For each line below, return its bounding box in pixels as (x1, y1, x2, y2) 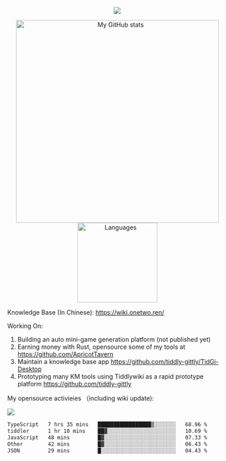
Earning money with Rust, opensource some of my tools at (17, 342, 186, 351)
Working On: (7, 322, 43, 330)
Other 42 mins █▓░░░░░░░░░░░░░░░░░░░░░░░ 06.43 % (7, 440, 208, 448)
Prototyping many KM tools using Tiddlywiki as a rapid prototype (17, 372, 204, 380)
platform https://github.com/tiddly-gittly (17, 380, 132, 388)
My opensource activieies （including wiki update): (7, 394, 155, 402)
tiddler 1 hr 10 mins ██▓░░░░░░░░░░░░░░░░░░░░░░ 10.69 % (7, 428, 208, 434)
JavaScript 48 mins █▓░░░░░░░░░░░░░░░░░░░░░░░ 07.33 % (7, 434, 208, 441)
